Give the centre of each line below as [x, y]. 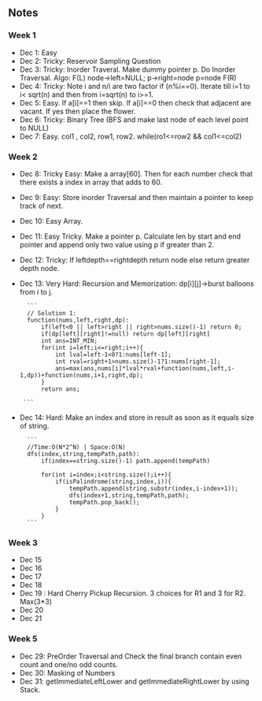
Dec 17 [30, 577]
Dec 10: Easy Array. [51, 221]
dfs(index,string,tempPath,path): [83, 454]
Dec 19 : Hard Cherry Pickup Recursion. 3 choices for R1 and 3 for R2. [133, 593]
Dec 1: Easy [38, 52]
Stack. [30, 689]
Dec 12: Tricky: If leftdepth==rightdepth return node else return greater [135, 260]
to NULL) [34, 128]
